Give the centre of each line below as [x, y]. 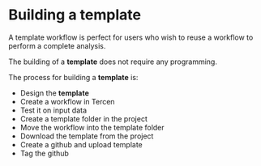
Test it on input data [53, 110]
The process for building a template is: [73, 77]
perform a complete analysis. [57, 45]
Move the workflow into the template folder [92, 127]
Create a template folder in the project [83, 118]
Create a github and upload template [81, 144]
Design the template [54, 93]
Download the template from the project [87, 136]
